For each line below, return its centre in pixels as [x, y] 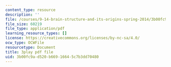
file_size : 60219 [24, 24]
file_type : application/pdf [35, 29]
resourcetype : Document [31, 47]
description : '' [22, 15]
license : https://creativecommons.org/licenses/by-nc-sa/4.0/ [73, 38]
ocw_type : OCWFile [25, 43]
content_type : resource [31, 10]
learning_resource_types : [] [36, 33]
